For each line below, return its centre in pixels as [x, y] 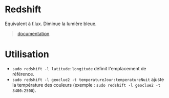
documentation [33, 33]
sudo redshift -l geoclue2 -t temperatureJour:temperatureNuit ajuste [88, 79]
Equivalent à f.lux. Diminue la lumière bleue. [51, 24]
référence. [23, 74]
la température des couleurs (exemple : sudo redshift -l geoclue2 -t [86, 85]
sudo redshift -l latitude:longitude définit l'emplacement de [79, 68]
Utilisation [27, 54]
